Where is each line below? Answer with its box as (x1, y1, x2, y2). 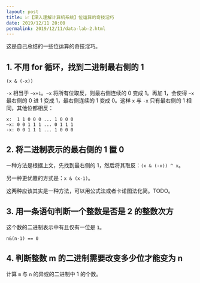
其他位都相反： (16, 104, 54, 112)
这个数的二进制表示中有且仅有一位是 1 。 (6, 223, 105, 231)
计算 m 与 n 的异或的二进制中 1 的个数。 (6, 270, 102, 278)
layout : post (6, 8, 39, 15)
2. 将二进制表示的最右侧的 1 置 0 (6, 144, 125, 155)
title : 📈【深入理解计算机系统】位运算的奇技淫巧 (6, 14, 114, 20)
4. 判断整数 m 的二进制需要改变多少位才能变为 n (6, 253, 183, 264)
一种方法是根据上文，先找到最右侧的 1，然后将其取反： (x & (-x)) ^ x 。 (6, 161, 184, 168)
